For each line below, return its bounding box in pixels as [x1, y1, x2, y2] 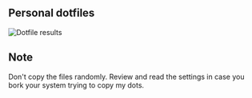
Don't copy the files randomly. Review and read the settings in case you [8, 72, 245, 81]
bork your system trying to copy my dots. [8, 80, 145, 90]
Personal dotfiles [8, 6, 95, 20]
